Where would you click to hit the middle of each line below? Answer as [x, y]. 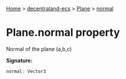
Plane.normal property [63, 33]
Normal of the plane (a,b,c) [39, 49]
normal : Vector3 [26, 71]
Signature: [19, 60]
